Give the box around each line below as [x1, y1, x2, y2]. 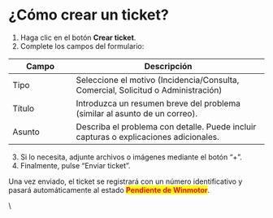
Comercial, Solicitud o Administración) [76, 84, 223, 95]
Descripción [144, 60, 193, 72]
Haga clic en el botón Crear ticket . [19, 33, 136, 42]
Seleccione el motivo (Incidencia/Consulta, [76, 74, 240, 85]
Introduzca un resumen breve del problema [76, 98, 241, 109]
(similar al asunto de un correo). [76, 107, 197, 119]
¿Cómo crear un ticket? [8, 6, 169, 24]
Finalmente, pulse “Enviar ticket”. [19, 160, 131, 170]
